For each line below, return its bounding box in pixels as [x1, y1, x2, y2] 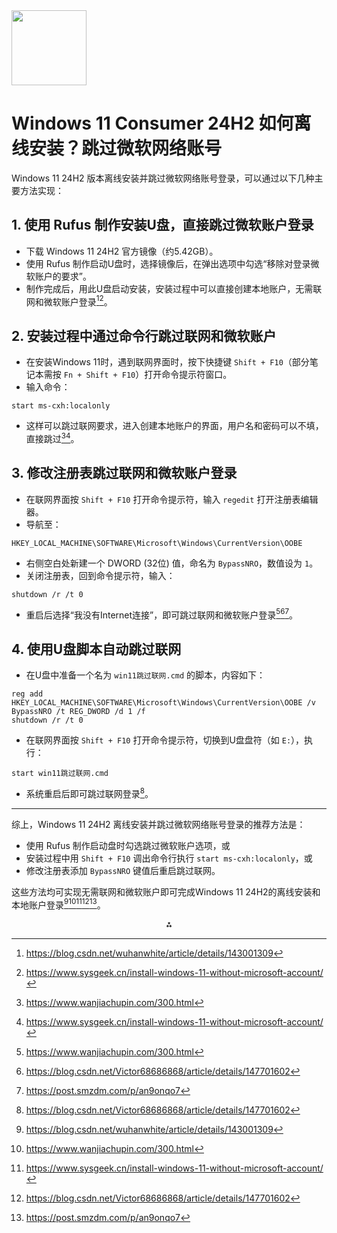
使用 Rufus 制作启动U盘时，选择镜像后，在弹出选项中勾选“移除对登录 [25, 257, 311, 269]
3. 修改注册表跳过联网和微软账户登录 [11, 465, 238, 482]
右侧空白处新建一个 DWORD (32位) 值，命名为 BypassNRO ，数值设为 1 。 [25, 557, 319, 569]
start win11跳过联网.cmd [11, 769, 109, 779]
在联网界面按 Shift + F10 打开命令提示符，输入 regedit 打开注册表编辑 [25, 493, 319, 505]
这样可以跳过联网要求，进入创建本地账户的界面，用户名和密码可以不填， [25, 420, 324, 432]
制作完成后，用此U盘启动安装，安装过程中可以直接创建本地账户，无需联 [25, 282, 323, 294]
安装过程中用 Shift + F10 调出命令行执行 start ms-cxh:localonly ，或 [25, 852, 313, 864]
